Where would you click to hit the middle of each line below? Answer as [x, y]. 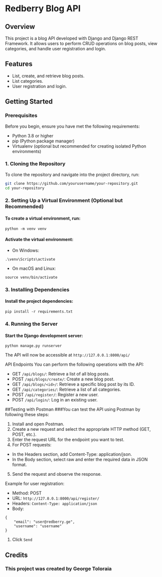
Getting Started [29, 101]
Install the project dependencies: [39, 301]
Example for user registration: [35, 484]
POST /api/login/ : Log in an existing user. [55, 400]
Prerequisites [21, 115]
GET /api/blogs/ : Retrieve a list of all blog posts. [61, 374]
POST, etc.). [24, 434]
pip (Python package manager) [43, 141]
